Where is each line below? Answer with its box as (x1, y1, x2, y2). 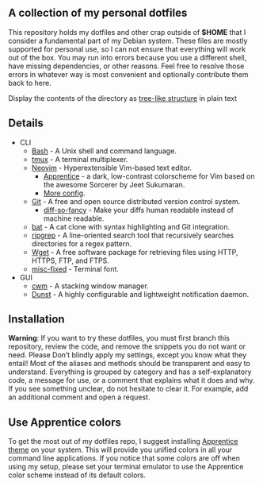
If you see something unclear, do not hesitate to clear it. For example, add (8, 384, 249, 394)
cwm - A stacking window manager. (31, 281, 149, 291)
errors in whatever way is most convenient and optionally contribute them (8, 69, 249, 79)
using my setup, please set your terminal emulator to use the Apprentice (8, 462, 244, 472)
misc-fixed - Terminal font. (31, 264, 119, 273)
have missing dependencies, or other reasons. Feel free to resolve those (8, 61, 245, 71)
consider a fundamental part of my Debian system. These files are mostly (8, 36, 248, 45)
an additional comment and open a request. (8, 392, 151, 402)
